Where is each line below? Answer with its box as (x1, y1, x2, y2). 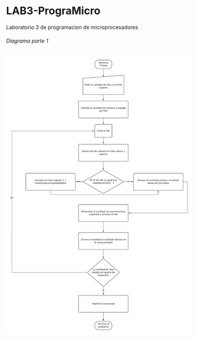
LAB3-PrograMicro (6, 4, 101, 18)
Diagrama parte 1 (6, 37, 48, 44)
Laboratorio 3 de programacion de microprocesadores (6, 24, 139, 31)
